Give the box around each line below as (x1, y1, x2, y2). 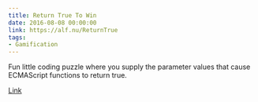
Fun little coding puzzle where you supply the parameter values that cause (8, 62, 251, 71)
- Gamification (8, 41, 58, 49)
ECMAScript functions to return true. (8, 71, 128, 80)
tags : (8, 33, 26, 42)
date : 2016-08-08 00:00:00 (8, 19, 97, 27)
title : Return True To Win (8, 11, 97, 20)
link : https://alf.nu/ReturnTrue (8, 26, 118, 34)
